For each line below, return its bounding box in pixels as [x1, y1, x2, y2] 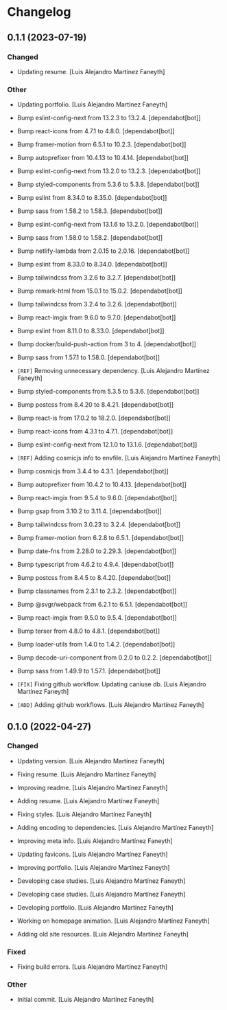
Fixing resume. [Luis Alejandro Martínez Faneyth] [16, 770, 156, 778]
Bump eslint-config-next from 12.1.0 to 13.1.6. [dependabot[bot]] [16, 440, 198, 449]
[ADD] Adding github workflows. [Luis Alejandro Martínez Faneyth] [16, 701, 204, 709]
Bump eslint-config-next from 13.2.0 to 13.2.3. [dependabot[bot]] [16, 167, 201, 175]
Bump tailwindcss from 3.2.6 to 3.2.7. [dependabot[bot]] [16, 273, 176, 282]
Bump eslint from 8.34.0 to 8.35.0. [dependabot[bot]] [16, 194, 167, 202]
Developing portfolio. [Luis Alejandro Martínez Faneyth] [16, 903, 174, 911]
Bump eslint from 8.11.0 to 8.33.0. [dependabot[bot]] [16, 327, 165, 335]
